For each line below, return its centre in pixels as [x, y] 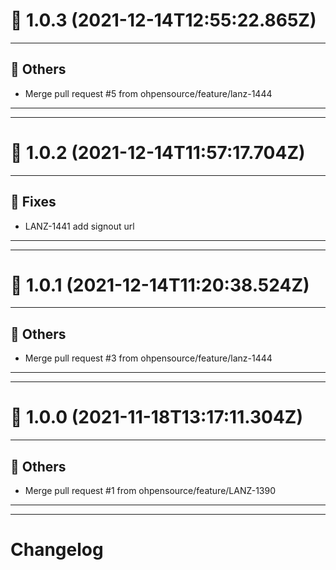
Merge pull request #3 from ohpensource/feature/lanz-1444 [148, 358]
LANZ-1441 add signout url [79, 226]
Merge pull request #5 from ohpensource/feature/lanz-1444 [148, 93]
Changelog [57, 550]
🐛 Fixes [33, 202]
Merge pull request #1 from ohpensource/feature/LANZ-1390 [150, 490]
